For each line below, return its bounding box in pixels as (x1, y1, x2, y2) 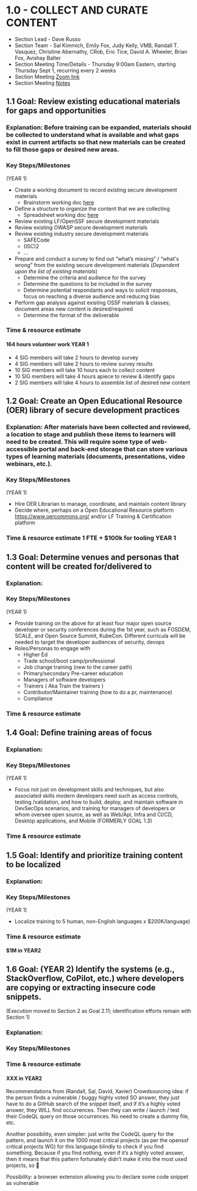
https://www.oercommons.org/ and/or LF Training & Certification (14, 513, 172, 520)
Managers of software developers (23, 676, 106, 683)
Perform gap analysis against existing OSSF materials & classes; (14, 299, 171, 306)
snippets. (6, 992, 42, 1002)
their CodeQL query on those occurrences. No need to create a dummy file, (6, 1113, 189, 1120)
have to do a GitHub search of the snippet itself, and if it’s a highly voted (6, 1100, 181, 1107)
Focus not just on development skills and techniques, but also (14, 786, 165, 793)
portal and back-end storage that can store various (39, 445, 188, 453)
